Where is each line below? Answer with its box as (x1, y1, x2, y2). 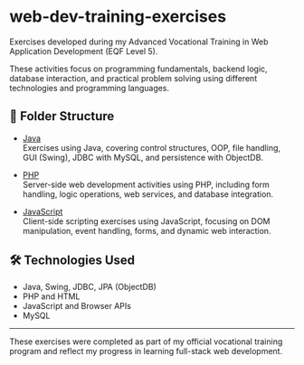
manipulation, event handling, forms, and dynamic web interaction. (22, 225, 271, 236)
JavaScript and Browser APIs (22, 300, 131, 311)
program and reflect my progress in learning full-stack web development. (9, 345, 283, 356)
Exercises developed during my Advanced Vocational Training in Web (9, 36, 269, 47)
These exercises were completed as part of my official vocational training (9, 336, 283, 347)
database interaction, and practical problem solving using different (9, 72, 258, 83)
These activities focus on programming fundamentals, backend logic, (9, 63, 269, 74)
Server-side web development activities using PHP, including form (22, 179, 270, 190)
